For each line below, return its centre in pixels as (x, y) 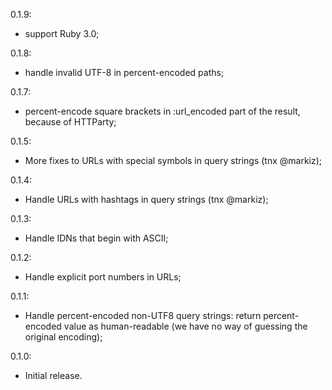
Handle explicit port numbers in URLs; (103, 277)
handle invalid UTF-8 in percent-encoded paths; (124, 72)
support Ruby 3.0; (62, 33)
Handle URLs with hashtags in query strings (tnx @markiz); (146, 199)
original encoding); (63, 337)
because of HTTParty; (70, 122)
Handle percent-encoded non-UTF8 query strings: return (143, 315)
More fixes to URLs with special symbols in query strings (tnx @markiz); (173, 160)
